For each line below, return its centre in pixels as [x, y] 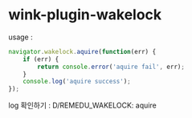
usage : [21, 37]
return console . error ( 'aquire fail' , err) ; [111, 67]
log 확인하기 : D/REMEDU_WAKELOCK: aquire [82, 105]
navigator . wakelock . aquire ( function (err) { [82, 51]
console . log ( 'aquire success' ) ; [77, 82]
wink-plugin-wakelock [85, 15]
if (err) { [41, 59]
